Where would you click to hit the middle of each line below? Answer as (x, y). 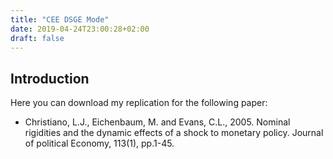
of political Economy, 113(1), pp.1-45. (99, 143)
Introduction (50, 78)
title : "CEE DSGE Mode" (60, 19)
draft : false (37, 38)
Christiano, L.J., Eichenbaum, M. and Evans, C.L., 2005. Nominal (157, 122)
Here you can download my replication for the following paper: (139, 103)
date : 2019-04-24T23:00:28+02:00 (80, 29)
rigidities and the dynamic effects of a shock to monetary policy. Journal (174, 133)
